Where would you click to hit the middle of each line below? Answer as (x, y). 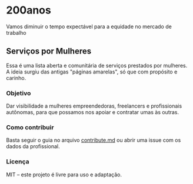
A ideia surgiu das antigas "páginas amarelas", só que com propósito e (92, 72)
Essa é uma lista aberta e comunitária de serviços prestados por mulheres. (97, 65)
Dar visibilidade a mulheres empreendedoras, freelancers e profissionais (94, 106)
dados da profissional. (33, 146)
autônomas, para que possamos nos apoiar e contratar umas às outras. (93, 112)
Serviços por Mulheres (49, 51)
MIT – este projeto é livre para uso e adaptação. (64, 175)
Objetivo (19, 93)
